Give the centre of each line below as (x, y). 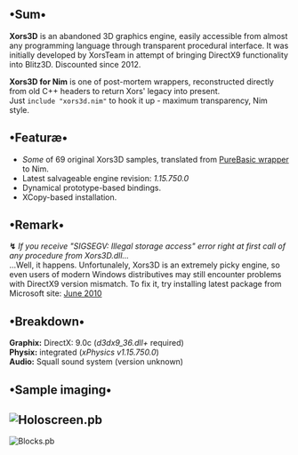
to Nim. (35, 169)
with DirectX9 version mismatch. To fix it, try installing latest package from (145, 284)
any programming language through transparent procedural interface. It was (149, 45)
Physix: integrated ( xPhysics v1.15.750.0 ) (85, 352)
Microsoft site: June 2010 (56, 293)
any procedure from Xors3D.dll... (69, 256)
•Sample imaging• (60, 390)
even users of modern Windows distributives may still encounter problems (145, 275)
